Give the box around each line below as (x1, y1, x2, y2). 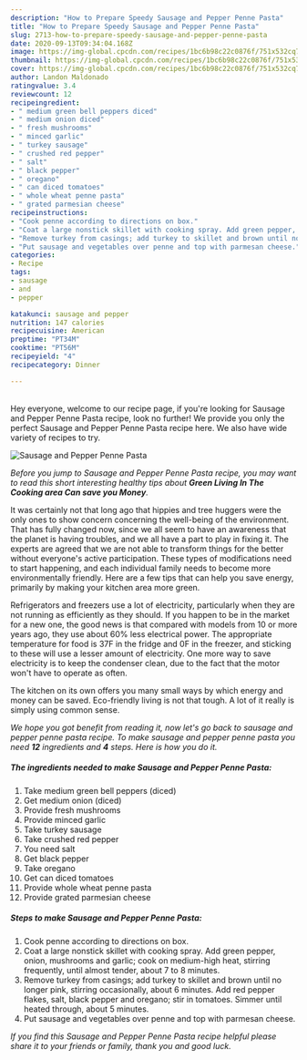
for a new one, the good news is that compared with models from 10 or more (10, 619, 298, 630)
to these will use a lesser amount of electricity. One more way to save (10, 648, 271, 659)
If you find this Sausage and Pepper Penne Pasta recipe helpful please (10, 1031, 277, 1042)
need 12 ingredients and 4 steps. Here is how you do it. (10, 741, 218, 752)
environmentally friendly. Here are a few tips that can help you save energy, (10, 571, 294, 583)
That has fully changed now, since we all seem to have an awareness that (10, 523, 287, 534)
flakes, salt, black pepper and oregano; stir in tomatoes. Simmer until (23, 993, 282, 1004)
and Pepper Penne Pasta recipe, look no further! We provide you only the (10, 412, 285, 424)
